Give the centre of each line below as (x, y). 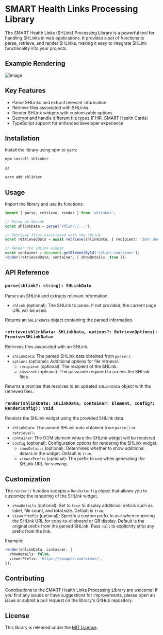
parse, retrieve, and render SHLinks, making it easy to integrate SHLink (76, 43)
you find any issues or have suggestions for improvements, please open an (80, 595)
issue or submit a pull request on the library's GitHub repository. (69, 600)
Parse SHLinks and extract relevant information (59, 102)
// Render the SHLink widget (34, 248)
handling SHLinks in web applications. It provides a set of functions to (75, 38)
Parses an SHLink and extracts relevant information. (57, 296)
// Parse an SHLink (25, 222)
